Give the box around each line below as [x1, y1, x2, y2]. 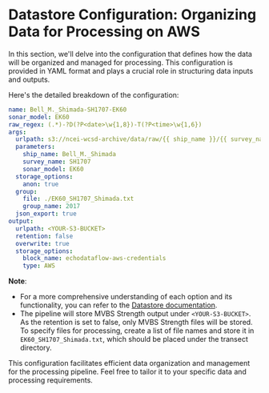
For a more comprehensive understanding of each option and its [19, 292, 233, 302]
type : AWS [22, 262, 56, 270]
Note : [8, 276, 27, 286]
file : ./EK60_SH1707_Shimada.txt [22, 194, 134, 203]
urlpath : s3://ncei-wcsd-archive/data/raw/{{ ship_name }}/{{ [15, 135, 227, 143]
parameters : [15, 142, 56, 151]
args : [8, 128, 26, 136]
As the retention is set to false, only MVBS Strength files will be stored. [19, 318, 254, 327]
